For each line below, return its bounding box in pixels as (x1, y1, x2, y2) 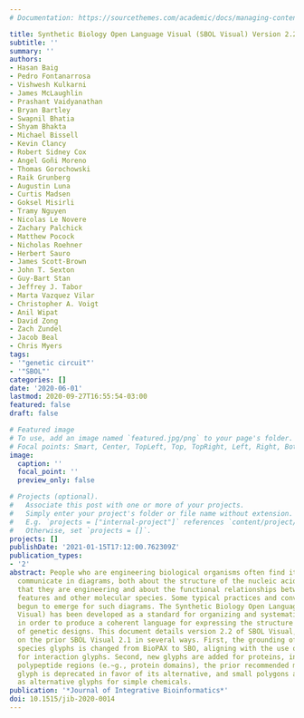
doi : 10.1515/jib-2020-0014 (9, 694, 116, 703)
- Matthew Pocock (9, 232, 75, 241)
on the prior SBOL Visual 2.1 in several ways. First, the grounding (17, 636, 285, 645)
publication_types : (9, 551, 83, 560)
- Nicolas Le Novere (9, 215, 88, 224)
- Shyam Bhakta (9, 122, 67, 131)
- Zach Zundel (9, 325, 63, 334)
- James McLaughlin (9, 88, 83, 98)
